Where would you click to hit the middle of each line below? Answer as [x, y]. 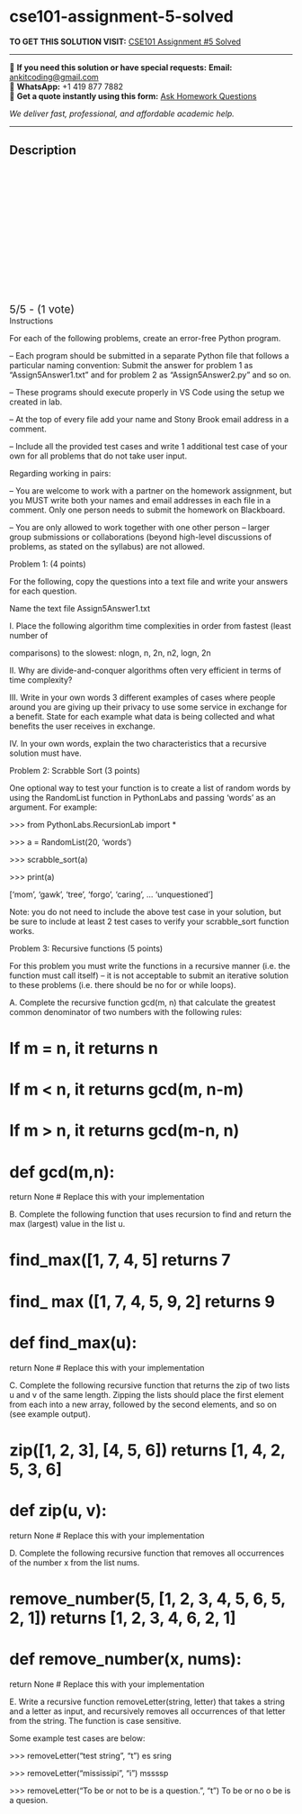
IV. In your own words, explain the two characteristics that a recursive [138, 743]
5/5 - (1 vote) [42, 309]
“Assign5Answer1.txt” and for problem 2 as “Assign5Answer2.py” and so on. [151, 375]
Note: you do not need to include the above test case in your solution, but [145, 912]
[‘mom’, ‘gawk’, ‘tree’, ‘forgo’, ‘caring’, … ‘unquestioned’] [111, 894]
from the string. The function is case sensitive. [95, 1720]
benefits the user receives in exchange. [82, 726]
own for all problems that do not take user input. [98, 456]
